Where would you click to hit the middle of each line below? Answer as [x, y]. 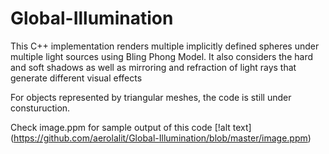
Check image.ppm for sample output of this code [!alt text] [131, 127]
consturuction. [40, 108]
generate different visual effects [76, 78]
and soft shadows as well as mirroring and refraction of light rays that [153, 67]
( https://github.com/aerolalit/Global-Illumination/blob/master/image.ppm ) [161, 138]
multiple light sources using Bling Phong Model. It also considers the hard [161, 56]
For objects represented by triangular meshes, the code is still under [151, 97]
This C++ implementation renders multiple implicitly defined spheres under [165, 46]
